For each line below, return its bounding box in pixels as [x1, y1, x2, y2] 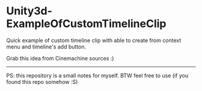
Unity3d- [6, 4, 53, 18]
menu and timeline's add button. [6, 43, 87, 50]
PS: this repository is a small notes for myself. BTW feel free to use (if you [6, 72, 188, 79]
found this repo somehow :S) [6, 78, 78, 85]
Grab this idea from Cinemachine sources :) [6, 54, 114, 62]
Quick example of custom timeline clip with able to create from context [6, 37, 182, 44]
